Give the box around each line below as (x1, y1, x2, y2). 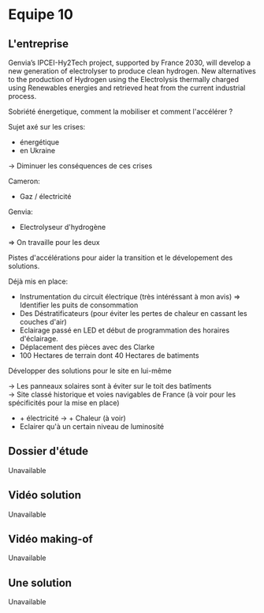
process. (8, 92, 37, 100)
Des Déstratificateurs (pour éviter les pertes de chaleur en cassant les (19, 309, 247, 318)
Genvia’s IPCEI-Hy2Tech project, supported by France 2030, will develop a (8, 58, 251, 67)
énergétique (19, 137, 60, 147)
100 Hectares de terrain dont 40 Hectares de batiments (19, 351, 199, 360)
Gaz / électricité (19, 192, 72, 201)
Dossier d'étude (8, 445, 89, 458)
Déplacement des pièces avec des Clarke (19, 342, 155, 352)
